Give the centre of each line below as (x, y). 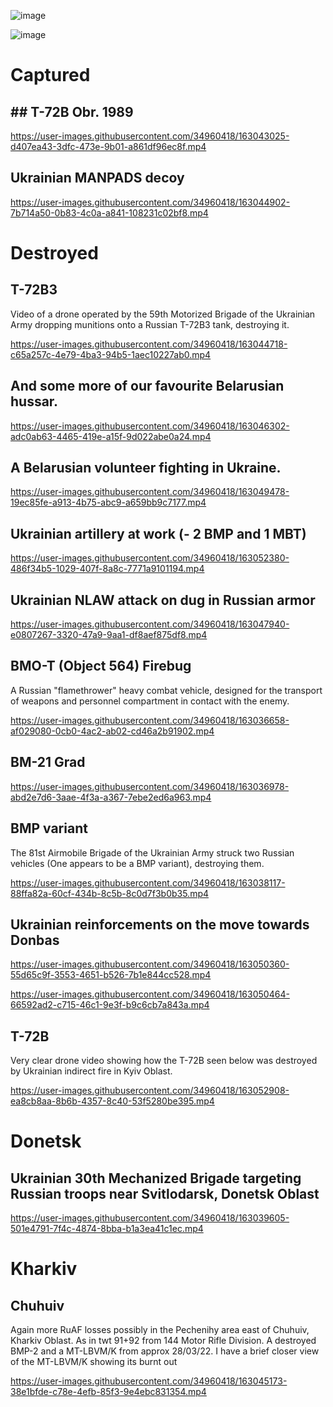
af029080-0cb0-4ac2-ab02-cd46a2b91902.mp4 (112, 731)
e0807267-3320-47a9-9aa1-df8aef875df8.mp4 (109, 635)
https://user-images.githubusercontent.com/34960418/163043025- (150, 136)
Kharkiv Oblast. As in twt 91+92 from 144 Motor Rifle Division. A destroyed (163, 1341)
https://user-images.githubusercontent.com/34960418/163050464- (150, 994)
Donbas (35, 940)
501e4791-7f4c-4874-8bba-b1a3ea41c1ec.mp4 (107, 1229)
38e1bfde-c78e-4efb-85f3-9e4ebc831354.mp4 (108, 1392)
